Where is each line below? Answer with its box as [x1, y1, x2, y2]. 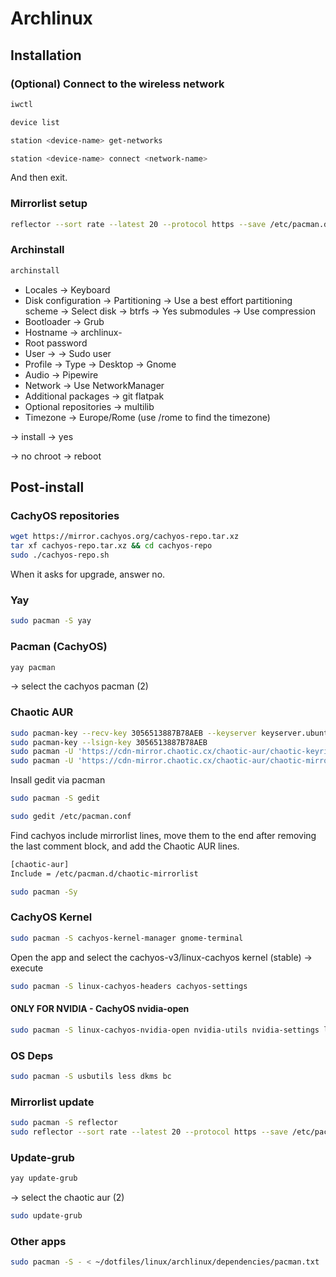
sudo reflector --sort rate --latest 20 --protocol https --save [10, 1127, 288, 1137]
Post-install [10, 479, 85, 496]
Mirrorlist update [10, 1095, 95, 1109]
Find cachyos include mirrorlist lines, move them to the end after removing [10, 829, 317, 841]
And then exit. [10, 172, 68, 184]
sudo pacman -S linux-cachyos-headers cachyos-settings [10, 981, 248, 991]
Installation [10, 47, 82, 64]
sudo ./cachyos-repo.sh [10, 550, 110, 561]
